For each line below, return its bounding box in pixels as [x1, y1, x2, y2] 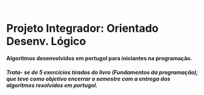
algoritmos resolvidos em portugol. [6, 82, 98, 89]
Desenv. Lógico [6, 34, 86, 48]
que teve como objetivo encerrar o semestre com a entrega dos [6, 75, 171, 82]
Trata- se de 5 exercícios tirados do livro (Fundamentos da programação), [6, 68, 199, 76]
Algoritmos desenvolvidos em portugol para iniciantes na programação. [6, 55, 193, 62]
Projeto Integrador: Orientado [6, 21, 159, 35]
